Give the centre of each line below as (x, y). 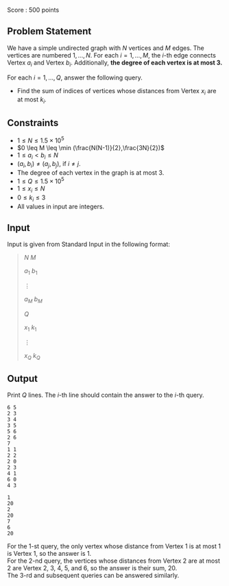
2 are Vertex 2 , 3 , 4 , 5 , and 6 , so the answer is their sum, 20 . (92, 568)
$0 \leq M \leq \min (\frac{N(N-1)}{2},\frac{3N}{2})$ (91, 147)
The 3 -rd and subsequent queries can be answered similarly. (93, 576)
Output (22, 379)
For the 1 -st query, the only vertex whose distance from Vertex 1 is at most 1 (114, 546)
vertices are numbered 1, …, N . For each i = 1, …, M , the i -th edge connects (111, 55)
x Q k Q (32, 356)
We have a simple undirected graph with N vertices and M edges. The (106, 48)
